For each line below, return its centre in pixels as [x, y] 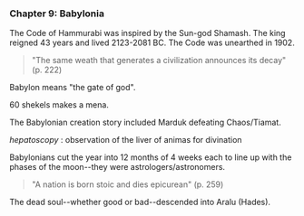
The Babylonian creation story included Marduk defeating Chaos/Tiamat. [145, 122]
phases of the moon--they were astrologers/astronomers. [117, 167]
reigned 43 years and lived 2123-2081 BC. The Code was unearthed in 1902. [152, 42]
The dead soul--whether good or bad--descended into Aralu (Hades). [140, 202]
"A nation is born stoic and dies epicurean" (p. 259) [127, 184]
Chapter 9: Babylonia [57, 14]
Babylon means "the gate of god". [73, 88]
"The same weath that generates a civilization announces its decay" [159, 61]
